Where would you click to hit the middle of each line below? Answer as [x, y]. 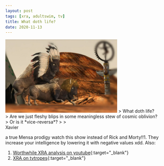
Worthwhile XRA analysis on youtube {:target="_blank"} [71, 153]
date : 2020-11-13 [24, 27]
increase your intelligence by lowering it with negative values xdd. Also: [80, 143]
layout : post [19, 11]
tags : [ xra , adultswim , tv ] [35, 16]
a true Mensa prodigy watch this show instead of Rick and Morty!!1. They [82, 137]
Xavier [12, 128]
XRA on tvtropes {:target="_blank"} [49, 158]
